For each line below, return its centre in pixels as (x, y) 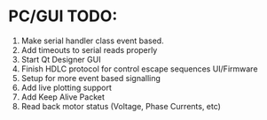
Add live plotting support (66, 87)
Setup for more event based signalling (91, 78)
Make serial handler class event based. (93, 41)
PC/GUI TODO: (63, 16)
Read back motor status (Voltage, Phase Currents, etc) (121, 106)
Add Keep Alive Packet (63, 97)
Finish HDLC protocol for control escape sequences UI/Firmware (139, 69)
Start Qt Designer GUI (61, 59)
